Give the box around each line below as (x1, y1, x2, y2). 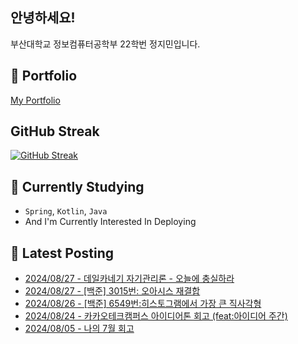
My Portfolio (10, 94, 61, 106)
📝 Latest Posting (10, 244, 115, 262)
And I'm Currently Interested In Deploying (24, 216, 197, 228)
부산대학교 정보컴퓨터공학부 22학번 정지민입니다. (10, 38, 201, 50)
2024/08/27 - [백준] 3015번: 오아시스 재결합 (24, 285, 201, 297)
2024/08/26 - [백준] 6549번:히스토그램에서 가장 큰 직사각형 (24, 298, 262, 310)
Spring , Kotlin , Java (24, 205, 108, 217)
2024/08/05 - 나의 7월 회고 (24, 323, 135, 335)
